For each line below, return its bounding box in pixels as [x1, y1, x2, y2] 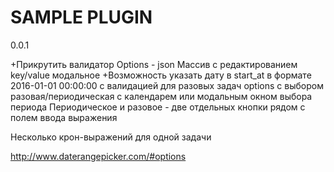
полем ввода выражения [10, 111, 118, 123]
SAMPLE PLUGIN [10, 6, 153, 29]
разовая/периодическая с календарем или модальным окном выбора [10, 90, 313, 102]
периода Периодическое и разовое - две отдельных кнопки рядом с [10, 101, 306, 113]
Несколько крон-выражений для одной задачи [10, 131, 212, 143]
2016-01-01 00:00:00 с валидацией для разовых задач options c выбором [10, 79, 324, 91]
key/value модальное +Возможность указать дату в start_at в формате [10, 69, 312, 81]
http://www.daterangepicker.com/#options [10, 150, 187, 162]
